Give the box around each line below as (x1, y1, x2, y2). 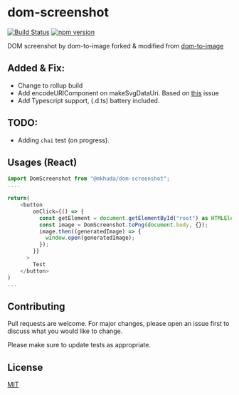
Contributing (7, 300, 65, 312)
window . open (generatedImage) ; (45, 234, 135, 242)
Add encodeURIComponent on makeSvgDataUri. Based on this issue (17, 88, 219, 97)
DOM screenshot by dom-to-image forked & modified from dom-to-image (7, 41, 224, 50)
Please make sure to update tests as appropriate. (7, 341, 152, 349)
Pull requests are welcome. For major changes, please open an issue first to (7, 320, 230, 328)
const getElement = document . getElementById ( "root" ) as (38, 214, 208, 221)
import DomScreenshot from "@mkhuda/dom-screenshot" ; (7, 175, 171, 182)
